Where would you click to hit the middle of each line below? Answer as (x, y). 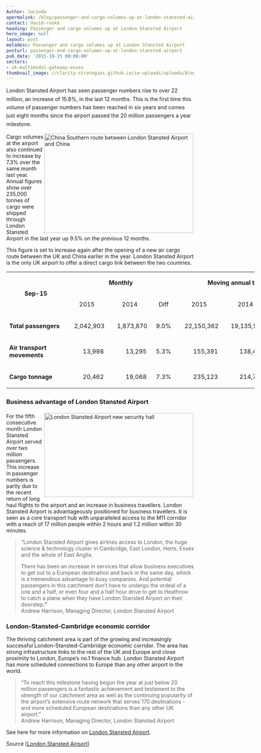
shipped (16, 213)
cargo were (20, 207)
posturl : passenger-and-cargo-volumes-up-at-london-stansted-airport (94, 51)
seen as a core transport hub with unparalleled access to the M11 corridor (97, 518)
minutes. (17, 530)
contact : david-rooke (33, 23)
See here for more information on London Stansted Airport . (79, 732)
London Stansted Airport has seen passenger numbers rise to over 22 (92, 91)
